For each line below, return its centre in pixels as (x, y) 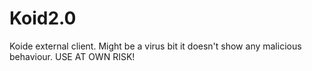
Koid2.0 (43, 18)
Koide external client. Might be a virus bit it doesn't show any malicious (155, 46)
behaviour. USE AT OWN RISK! (72, 56)
